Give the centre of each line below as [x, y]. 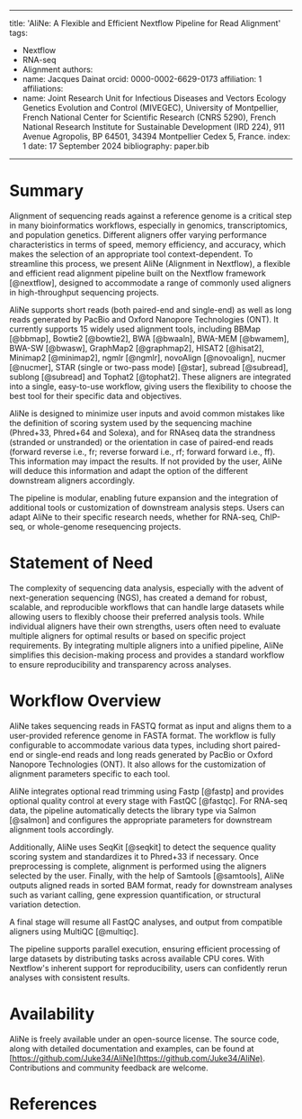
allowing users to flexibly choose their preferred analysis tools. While [137, 616]
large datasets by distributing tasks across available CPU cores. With [137, 958]
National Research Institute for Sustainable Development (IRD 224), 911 [154, 127]
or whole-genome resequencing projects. [104, 526]
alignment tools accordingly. [62, 829]
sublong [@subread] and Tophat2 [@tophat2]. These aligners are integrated [151, 377]
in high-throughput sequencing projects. [84, 292]
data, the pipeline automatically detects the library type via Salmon [133, 810]
